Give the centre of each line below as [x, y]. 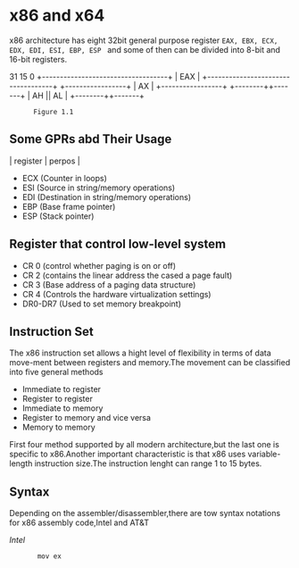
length [21, 464]
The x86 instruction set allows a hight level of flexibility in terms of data [141, 353]
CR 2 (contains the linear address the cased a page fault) [127, 275]
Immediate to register [61, 389]
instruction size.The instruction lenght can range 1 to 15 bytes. [148, 464]
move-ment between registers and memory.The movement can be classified [150, 363]
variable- [264, 454]
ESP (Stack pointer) [58, 216]
